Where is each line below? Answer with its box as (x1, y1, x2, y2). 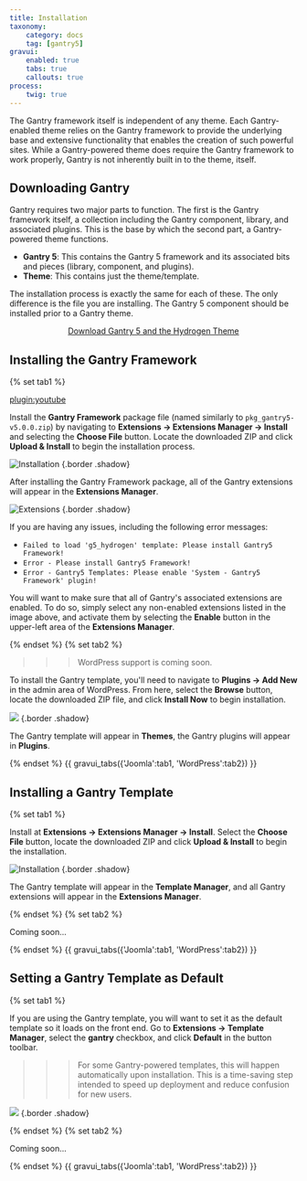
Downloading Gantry (9, 180, 131, 196)
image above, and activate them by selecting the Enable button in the (9, 612, 271, 622)
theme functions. (44, 234, 109, 245)
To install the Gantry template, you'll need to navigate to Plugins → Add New (9, 675, 298, 686)
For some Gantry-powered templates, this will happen (77, 1059, 281, 1070)
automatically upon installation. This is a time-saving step (77, 1069, 294, 1080)
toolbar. (9, 1041, 38, 1052)
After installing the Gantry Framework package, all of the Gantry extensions (9, 476, 293, 487)
